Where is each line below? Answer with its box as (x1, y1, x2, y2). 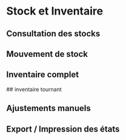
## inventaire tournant (6, 85, 62, 93)
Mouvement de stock (6, 48, 88, 59)
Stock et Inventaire (6, 4, 104, 18)
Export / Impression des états (6, 124, 120, 134)
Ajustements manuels (6, 103, 91, 113)
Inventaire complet (6, 70, 79, 80)
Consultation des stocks (6, 28, 101, 39)
